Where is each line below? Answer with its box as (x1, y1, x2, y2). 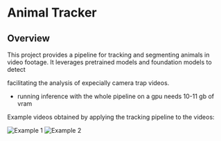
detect (7, 66, 26, 73)
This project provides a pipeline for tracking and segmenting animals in (7, 50, 210, 59)
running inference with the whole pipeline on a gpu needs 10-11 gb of (17, 92, 215, 100)
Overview (7, 32, 51, 44)
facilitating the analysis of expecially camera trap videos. (7, 79, 170, 87)
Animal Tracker (7, 5, 97, 21)
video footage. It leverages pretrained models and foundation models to (7, 58, 213, 66)
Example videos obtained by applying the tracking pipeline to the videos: (7, 113, 215, 121)
